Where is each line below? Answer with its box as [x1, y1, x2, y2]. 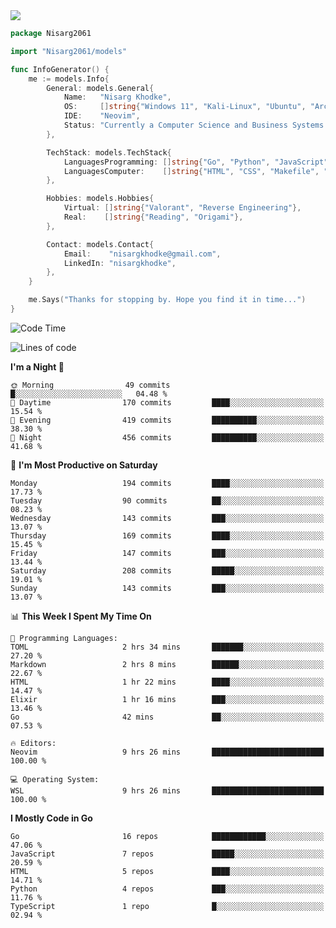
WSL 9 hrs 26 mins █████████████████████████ [10, 785, 325, 796]
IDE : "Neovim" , [63, 111, 141, 121]
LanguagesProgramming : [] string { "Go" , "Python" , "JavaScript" [63, 157, 329, 167]
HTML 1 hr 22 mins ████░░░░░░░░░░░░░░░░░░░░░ [10, 677, 325, 687]
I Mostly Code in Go [10, 812, 93, 824]
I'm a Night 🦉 [10, 360, 65, 373]
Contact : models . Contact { [46, 239, 155, 249]
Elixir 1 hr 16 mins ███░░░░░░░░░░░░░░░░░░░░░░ [10, 694, 325, 704]
